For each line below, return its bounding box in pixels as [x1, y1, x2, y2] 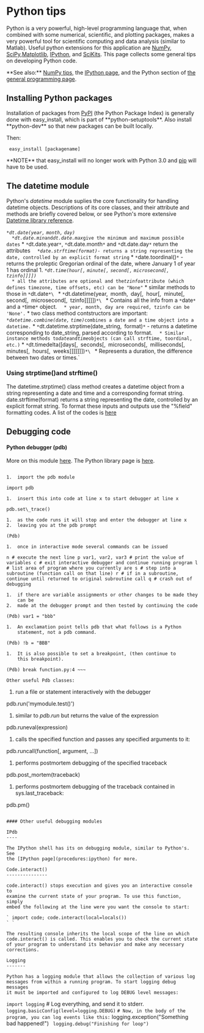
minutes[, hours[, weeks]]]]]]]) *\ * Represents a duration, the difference [6, 347, 193, 355]
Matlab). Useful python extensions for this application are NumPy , [6, 44, 172, 51]
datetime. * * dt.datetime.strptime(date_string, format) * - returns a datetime [6, 322, 197, 329]
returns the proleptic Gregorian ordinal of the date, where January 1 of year [6, 260, 195, 267]
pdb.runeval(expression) [6, 724, 68, 731]
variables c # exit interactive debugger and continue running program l [6, 560, 199, 566]
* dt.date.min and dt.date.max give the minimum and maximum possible [12, 235, 184, 241]
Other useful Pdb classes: [6, 677, 75, 684]
